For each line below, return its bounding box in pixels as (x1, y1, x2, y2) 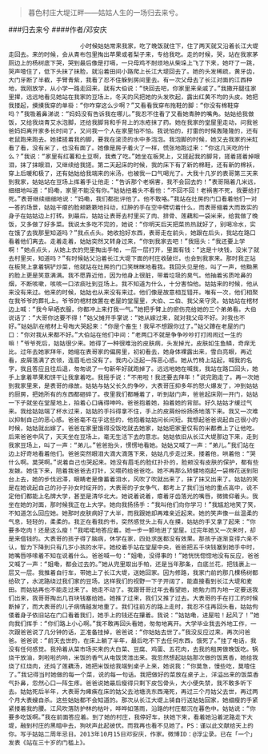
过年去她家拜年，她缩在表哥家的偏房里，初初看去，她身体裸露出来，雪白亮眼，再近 (19, 348, 253, 356)
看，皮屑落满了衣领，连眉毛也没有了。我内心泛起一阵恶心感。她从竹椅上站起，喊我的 (8, 357, 246, 365)
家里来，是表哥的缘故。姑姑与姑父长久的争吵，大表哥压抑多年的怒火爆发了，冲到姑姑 (19, 382, 258, 390)
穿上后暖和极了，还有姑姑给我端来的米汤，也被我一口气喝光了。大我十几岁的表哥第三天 (8, 170, 253, 178)
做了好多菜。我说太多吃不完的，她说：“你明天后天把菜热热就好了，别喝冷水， (31, 221, 250, 229)
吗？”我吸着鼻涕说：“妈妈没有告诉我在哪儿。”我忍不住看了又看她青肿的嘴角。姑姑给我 (8, 110, 249, 118)
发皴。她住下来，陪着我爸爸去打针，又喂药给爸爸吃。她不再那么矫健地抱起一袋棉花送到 (8, 467, 253, 475)
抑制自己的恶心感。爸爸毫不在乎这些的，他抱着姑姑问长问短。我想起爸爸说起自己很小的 (14, 416, 258, 424)
